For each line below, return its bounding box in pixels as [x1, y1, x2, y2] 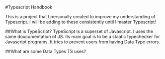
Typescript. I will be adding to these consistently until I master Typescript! [5, 19, 157, 25]
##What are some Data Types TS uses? [5, 49, 86, 54]
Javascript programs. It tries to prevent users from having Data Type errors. [5, 39, 161, 45]
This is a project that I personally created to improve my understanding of [5, 14, 156, 19]
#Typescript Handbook [5, 4, 53, 10]
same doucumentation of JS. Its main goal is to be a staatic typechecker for [5, 34, 160, 39]
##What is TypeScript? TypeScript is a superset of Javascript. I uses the [5, 29, 153, 34]
